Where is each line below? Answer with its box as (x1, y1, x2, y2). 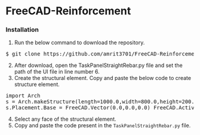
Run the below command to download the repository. (14, 39, 145, 46)
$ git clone (5, 51, 41, 57)
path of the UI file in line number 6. (14, 68, 100, 75)
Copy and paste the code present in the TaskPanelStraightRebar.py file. (14, 122, 191, 129)
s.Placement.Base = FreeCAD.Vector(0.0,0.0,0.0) (5, 105, 150, 111)
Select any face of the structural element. (14, 115, 116, 123)
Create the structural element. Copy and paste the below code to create (14, 75, 192, 82)
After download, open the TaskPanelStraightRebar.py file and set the (14, 62, 183, 69)
